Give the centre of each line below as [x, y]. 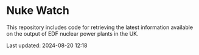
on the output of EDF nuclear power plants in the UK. [72, 33]
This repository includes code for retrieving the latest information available [100, 27]
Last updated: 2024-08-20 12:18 [47, 45]
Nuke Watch [38, 11]
